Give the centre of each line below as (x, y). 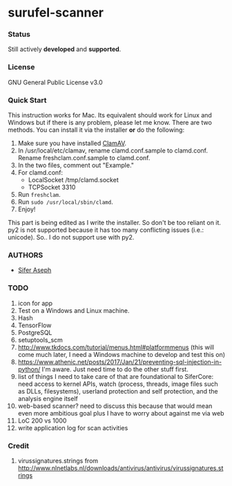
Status (19, 35)
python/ (29, 369)
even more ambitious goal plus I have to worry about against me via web (121, 413)
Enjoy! (27, 209)
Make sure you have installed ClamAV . (72, 144)
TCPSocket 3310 (52, 187)
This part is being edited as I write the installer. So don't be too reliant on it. (115, 223)
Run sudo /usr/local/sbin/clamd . (65, 202)
